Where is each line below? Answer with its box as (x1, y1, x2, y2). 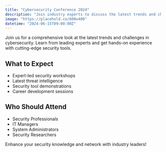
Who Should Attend (5, 102, 67, 111)
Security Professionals (12, 116, 58, 122)
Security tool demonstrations (12, 83, 72, 89)
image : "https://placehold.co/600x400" (5, 16, 87, 21)
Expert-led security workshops (12, 73, 76, 79)
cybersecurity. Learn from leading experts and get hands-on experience (5, 40, 152, 46)
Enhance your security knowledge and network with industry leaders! (5, 141, 147, 147)
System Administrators (12, 126, 59, 132)
